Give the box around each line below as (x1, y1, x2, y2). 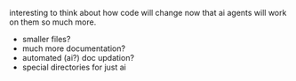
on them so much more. (9, 17, 97, 27)
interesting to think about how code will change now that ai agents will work (9, 8, 287, 18)
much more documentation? (21, 43, 126, 54)
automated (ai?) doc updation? (21, 53, 135, 63)
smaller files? (21, 34, 71, 44)
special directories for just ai (21, 62, 126, 72)
